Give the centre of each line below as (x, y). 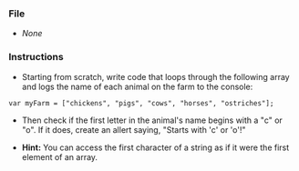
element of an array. (59, 156)
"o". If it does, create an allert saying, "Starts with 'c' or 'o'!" (134, 129)
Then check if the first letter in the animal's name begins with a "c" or (152, 120)
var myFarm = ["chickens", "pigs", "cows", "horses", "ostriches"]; (141, 103)
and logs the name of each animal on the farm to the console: (137, 86)
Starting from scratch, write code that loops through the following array (155, 76)
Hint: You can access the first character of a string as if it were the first (155, 147)
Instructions (36, 57)
